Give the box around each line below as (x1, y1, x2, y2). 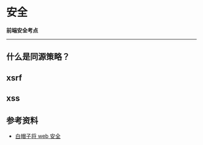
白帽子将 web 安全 (14, 132, 61, 140)
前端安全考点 (6, 27, 38, 34)
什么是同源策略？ (6, 52, 70, 62)
